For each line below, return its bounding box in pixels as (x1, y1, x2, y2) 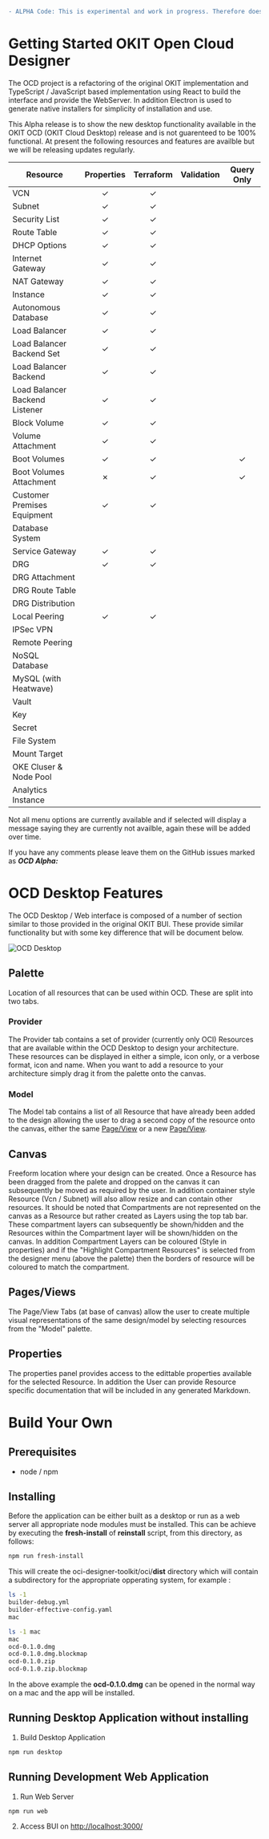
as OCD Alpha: (8, 855, 58, 866)
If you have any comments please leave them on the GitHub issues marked (8, 847, 255, 857)
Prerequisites (8, 1445, 77, 1459)
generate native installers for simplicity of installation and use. (8, 104, 213, 113)
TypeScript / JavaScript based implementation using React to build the (8, 87, 242, 96)
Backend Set (12, 347, 60, 359)
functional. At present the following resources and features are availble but (8, 136, 255, 146)
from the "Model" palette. (8, 1324, 93, 1334)
